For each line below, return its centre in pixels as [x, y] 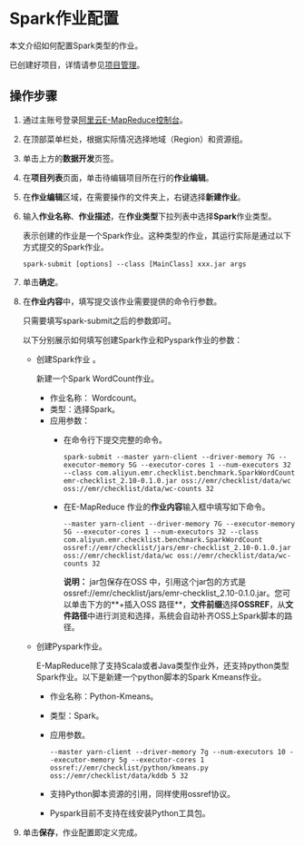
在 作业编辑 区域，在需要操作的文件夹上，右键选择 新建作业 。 [134, 197]
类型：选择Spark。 [85, 408]
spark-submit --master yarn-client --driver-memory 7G [169, 457]
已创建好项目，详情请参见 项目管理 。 [77, 64]
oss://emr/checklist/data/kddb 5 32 [119, 776]
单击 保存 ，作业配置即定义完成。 [82, 832]
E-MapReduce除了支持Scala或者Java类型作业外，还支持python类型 [162, 665]
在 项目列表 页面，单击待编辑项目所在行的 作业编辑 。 [118, 177]
